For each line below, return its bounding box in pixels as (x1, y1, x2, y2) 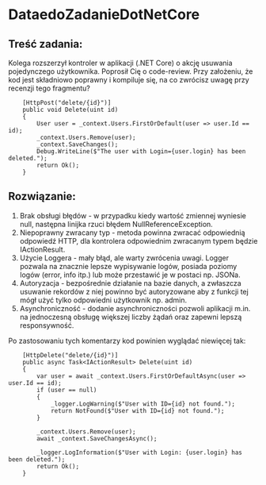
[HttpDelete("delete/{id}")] (22, 351, 119, 359)
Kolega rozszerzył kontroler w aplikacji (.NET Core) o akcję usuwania (8, 58, 233, 67)
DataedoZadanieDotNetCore (8, 6, 200, 24)
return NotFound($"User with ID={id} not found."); (50, 406, 225, 414)
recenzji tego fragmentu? (8, 83, 91, 93)
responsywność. (19, 320, 74, 330)
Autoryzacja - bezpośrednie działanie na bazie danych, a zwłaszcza (19, 278, 241, 287)
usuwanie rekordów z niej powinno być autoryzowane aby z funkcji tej (19, 287, 249, 296)
